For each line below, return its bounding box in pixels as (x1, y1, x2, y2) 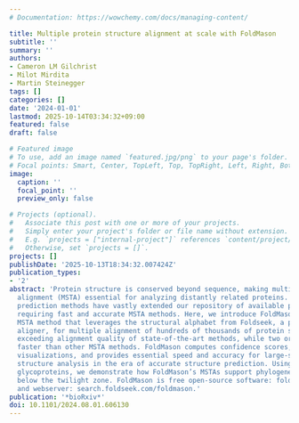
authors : (9, 54, 42, 63)
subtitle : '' (9, 37, 58, 46)
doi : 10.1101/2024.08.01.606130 (9, 401, 129, 410)
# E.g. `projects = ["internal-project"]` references (9, 235, 221, 244)
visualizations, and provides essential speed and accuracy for (17, 351, 261, 361)
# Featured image (9, 144, 74, 154)
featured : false (9, 120, 69, 129)
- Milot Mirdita (9, 70, 69, 80)
